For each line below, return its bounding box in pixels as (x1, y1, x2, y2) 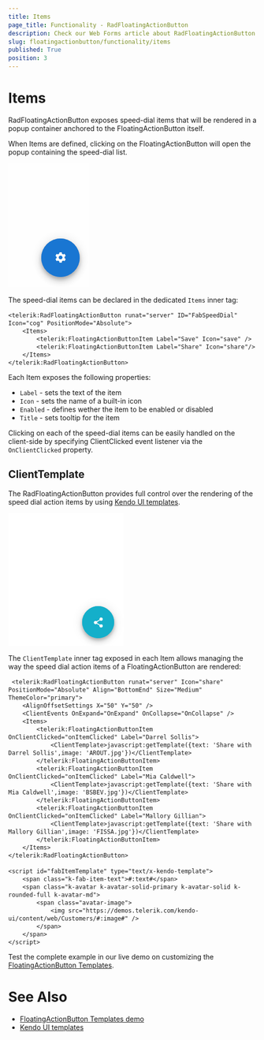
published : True (8, 46, 61, 54)
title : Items (8, 13, 51, 21)
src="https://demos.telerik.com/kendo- (68, 907, 199, 915)
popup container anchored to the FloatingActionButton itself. (8, 123, 205, 133)
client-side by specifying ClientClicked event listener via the (8, 436, 203, 445)
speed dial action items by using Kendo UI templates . (8, 497, 180, 506)
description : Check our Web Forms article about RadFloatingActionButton (8, 29, 256, 37)
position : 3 (8, 54, 47, 62)
